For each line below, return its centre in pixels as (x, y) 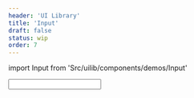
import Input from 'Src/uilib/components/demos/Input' (98, 68)
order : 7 (23, 45)
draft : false (30, 30)
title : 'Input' (34, 23)
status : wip (28, 38)
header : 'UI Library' (44, 16)
